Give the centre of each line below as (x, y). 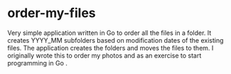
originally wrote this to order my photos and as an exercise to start (104, 55)
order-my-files (52, 13)
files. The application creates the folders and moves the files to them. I (111, 48)
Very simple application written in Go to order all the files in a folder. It (109, 33)
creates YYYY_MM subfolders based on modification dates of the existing (116, 40)
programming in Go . (37, 63)
